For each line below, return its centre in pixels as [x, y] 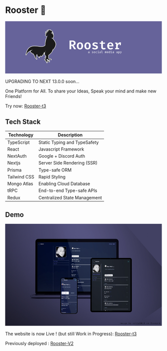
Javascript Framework [61, 149]
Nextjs [14, 163]
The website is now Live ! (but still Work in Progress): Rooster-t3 [71, 334]
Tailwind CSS [21, 176]
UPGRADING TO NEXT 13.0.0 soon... [42, 82]
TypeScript [18, 142]
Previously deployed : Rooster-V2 [39, 343]
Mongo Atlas [20, 184]
